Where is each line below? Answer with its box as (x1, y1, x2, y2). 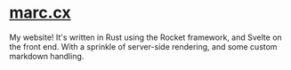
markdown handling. (9, 51, 85, 61)
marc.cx (9, 3, 71, 23)
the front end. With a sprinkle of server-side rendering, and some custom (9, 41, 278, 51)
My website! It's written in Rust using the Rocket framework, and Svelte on (9, 32, 282, 43)
